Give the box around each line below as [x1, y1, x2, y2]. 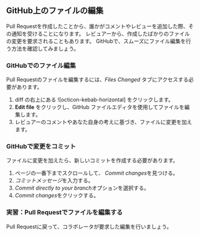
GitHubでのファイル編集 [6, 61, 76, 70]
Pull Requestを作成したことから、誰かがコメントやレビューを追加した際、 [6, 23, 189, 30]
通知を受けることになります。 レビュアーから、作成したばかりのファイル [11, 30, 190, 37]
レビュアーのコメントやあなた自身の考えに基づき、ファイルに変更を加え [14, 119, 192, 126]
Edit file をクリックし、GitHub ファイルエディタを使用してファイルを [14, 104, 185, 111]
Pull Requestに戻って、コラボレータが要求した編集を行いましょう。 [6, 223, 172, 230]
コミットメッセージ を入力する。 [14, 177, 94, 184]
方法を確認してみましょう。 [11, 45, 79, 52]
